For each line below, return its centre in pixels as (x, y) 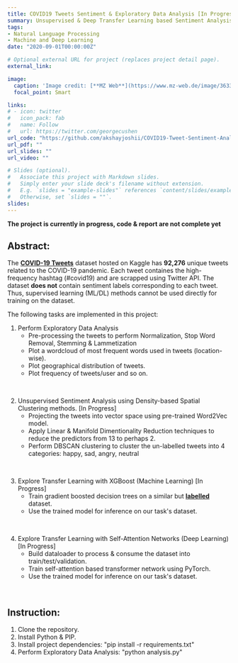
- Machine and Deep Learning (50, 40)
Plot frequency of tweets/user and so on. (88, 374)
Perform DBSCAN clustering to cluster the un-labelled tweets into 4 (126, 446)
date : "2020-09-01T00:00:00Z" (52, 47)
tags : (15, 27)
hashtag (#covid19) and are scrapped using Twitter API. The (126, 278)
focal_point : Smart (42, 92)
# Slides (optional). (39, 171)
